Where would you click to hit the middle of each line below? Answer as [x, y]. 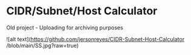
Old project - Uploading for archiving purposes [65, 27]
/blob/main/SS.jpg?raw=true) [42, 45]
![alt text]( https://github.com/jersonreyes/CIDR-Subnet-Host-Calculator [95, 39]
